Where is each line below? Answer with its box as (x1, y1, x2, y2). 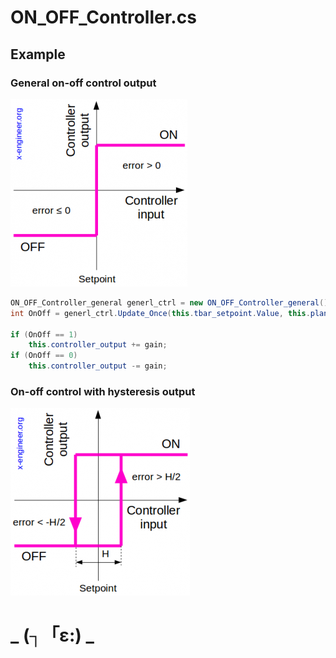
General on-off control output (10, 76, 157, 90)
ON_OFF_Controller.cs (10, 6, 197, 29)
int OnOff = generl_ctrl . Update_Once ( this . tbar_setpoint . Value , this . (10, 308, 311, 318)
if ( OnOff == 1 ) (10, 329, 78, 340)
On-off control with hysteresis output (10, 384, 196, 398)
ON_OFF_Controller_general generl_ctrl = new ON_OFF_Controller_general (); (10, 297, 333, 308)
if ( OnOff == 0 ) (10, 351, 78, 361)
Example (10, 46, 66, 63)
